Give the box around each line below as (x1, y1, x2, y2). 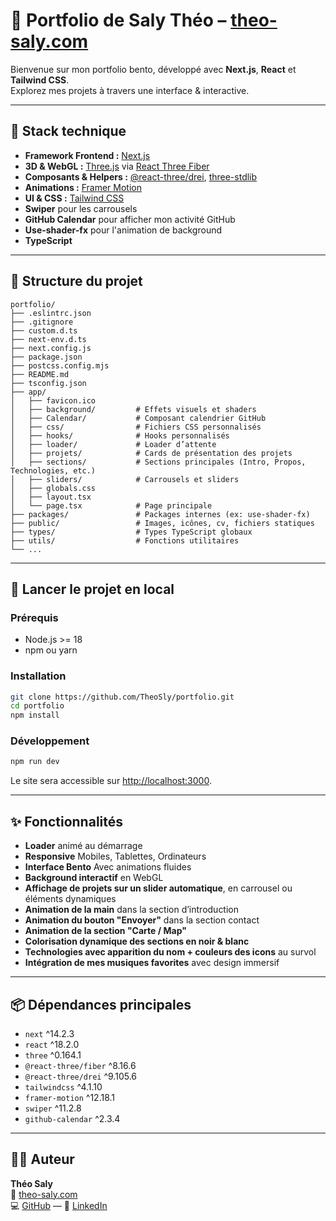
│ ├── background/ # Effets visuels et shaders (10, 404, 257, 414)
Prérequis (10, 610, 59, 624)
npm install (10, 710, 60, 721)
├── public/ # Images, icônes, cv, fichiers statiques (10, 518, 315, 528)
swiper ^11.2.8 (24, 1102, 82, 1114)
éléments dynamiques (24, 893, 117, 905)
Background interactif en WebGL (24, 872, 164, 884)
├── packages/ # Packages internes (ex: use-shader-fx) (10, 509, 311, 519)
